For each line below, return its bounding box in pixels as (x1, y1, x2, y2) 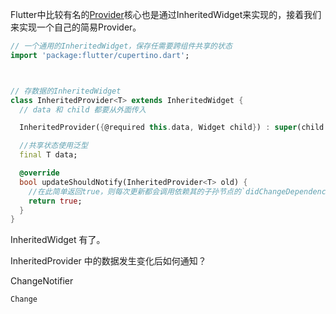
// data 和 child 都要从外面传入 (19, 104, 147, 115)
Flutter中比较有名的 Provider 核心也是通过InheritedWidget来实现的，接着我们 (10, 9, 322, 20)
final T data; (19, 150, 78, 160)
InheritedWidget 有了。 (10, 234, 106, 246)
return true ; (28, 196, 83, 206)
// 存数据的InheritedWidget (10, 86, 122, 96)
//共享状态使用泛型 (19, 141, 88, 151)
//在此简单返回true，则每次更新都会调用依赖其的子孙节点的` (28, 186, 247, 197)
